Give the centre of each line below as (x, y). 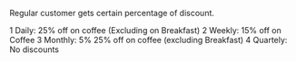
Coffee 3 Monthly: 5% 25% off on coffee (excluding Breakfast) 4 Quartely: (148, 40)
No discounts (35, 49)
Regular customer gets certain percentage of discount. (112, 13)
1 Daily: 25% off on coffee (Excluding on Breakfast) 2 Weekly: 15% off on (145, 30)
